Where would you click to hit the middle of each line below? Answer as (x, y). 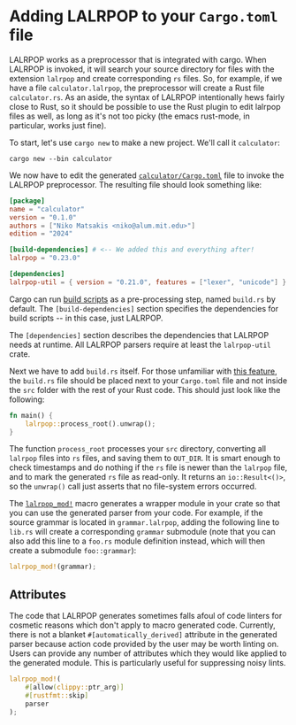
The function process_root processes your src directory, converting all (138, 449)
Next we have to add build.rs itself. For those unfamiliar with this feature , (144, 371)
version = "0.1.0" (43, 217)
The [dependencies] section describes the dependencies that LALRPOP (139, 335)
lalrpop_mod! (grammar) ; (53, 567)
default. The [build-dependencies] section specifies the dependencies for (144, 308)
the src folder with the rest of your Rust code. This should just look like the (145, 389)
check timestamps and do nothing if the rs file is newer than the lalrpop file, (148, 467)
